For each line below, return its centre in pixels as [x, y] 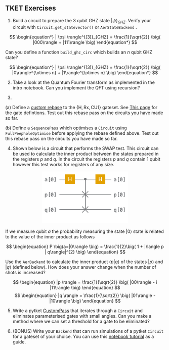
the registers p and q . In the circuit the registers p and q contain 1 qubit [87, 159]
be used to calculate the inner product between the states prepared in [86, 154]
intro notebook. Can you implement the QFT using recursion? [76, 87]
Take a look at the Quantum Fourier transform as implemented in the [84, 82]
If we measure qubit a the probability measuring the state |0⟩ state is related [85, 231]
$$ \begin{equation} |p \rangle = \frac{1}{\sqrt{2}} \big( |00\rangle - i [85, 282]
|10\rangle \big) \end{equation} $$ [85, 301]
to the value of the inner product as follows [50, 236]
